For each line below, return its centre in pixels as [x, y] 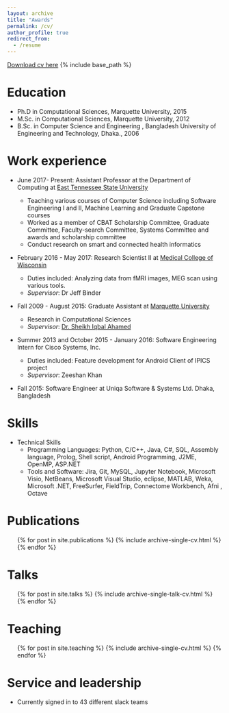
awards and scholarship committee [77, 237]
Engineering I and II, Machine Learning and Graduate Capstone [116, 208]
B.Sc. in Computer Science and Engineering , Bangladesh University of [117, 126]
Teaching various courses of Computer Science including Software [122, 200]
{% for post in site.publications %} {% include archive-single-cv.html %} [119, 540]
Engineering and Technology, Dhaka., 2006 [78, 133]
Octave [37, 493]
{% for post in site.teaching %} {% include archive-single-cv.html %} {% [119, 648]
